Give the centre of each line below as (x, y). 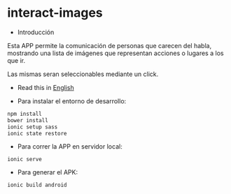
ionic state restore (37, 133)
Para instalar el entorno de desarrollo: (72, 101)
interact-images (55, 13)
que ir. (16, 60)
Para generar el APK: (48, 172)
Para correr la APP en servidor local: (70, 147)
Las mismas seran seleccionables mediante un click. (83, 74)
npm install (24, 114)
